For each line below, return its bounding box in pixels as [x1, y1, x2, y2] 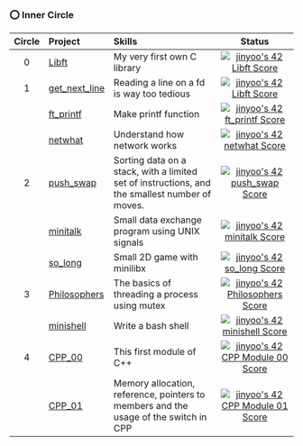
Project [48, 35, 81, 48]
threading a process [113, 288, 198, 301]
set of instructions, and [113, 177, 212, 189]
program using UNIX [113, 225, 200, 238]
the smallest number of [113, 188, 212, 201]
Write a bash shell [113, 320, 189, 332]
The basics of [113, 277, 171, 289]
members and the [113, 400, 188, 413]
